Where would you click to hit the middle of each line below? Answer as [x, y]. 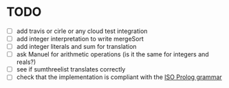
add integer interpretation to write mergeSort [80, 39]
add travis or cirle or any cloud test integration [82, 31]
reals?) [26, 62]
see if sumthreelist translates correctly [71, 69]
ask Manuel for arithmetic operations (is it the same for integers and [112, 54]
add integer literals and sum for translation [76, 47]
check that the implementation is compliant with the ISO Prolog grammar [119, 77]
